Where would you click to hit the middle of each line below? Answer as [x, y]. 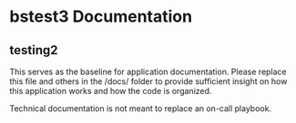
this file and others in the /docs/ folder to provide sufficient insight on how [148, 81]
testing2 [34, 50]
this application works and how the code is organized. [111, 91]
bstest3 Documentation [101, 17]
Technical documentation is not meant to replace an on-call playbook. [140, 109]
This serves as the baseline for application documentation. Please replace [148, 71]
